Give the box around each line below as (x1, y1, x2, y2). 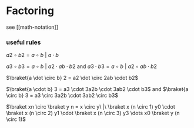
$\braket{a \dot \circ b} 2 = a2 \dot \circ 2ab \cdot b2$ (6, 75, 139, 82)
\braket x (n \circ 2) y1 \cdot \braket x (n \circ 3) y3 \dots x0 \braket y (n (6, 110, 180, 117)
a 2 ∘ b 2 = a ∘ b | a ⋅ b (6, 52, 59, 59)
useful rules (6, 38, 41, 46)
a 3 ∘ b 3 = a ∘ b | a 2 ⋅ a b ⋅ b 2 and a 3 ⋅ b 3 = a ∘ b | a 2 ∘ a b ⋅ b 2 (6, 63, 158, 70)
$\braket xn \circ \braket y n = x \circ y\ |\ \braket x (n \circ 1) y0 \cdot (6, 103, 175, 110)
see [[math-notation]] (6, 23, 59, 31)
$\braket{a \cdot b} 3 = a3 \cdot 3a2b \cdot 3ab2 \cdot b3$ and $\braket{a (6, 86, 189, 93)
